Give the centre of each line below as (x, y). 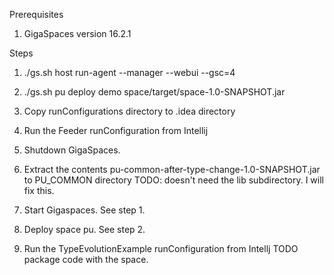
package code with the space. (86, 259)
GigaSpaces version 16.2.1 (77, 33)
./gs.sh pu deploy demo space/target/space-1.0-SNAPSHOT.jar (154, 92)
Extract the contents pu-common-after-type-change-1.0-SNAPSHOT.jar (172, 169)
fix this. (39, 190)
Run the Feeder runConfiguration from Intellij (116, 130)
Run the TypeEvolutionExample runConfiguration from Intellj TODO (161, 248)
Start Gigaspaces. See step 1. (84, 210)
